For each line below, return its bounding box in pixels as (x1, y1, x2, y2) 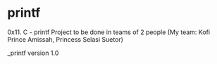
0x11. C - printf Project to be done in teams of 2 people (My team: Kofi (7, 28, 210, 36)
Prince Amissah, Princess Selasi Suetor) (7, 35, 123, 43)
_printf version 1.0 (7, 49, 59, 57)
